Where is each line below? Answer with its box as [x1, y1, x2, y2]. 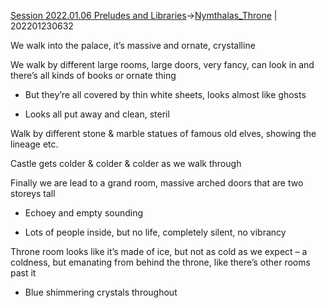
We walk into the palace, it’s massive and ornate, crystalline [10, 40, 256, 51]
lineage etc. [10, 138, 59, 150]
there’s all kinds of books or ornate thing [10, 70, 177, 81]
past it [10, 267, 37, 279]
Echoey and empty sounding [24, 207, 144, 219]
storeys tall [10, 188, 56, 199]
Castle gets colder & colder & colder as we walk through [10, 158, 242, 169]
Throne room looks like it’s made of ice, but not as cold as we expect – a [10, 246, 308, 257]
